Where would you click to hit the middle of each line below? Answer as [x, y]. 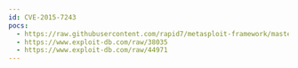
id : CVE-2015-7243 [42, 17]
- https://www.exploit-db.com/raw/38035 [92, 42]
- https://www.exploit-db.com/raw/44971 [92, 50]
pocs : [18, 26]
